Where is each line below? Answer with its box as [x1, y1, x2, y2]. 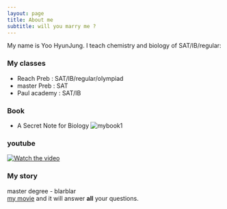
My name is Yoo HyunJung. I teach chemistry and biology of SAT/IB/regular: [7, 42, 222, 50]
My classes [7, 59, 46, 69]
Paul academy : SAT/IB [16, 88, 81, 97]
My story [7, 171, 38, 181]
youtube [7, 138, 36, 148]
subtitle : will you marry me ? [7, 23, 96, 29]
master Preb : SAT [16, 82, 68, 90]
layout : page [7, 10, 44, 17]
